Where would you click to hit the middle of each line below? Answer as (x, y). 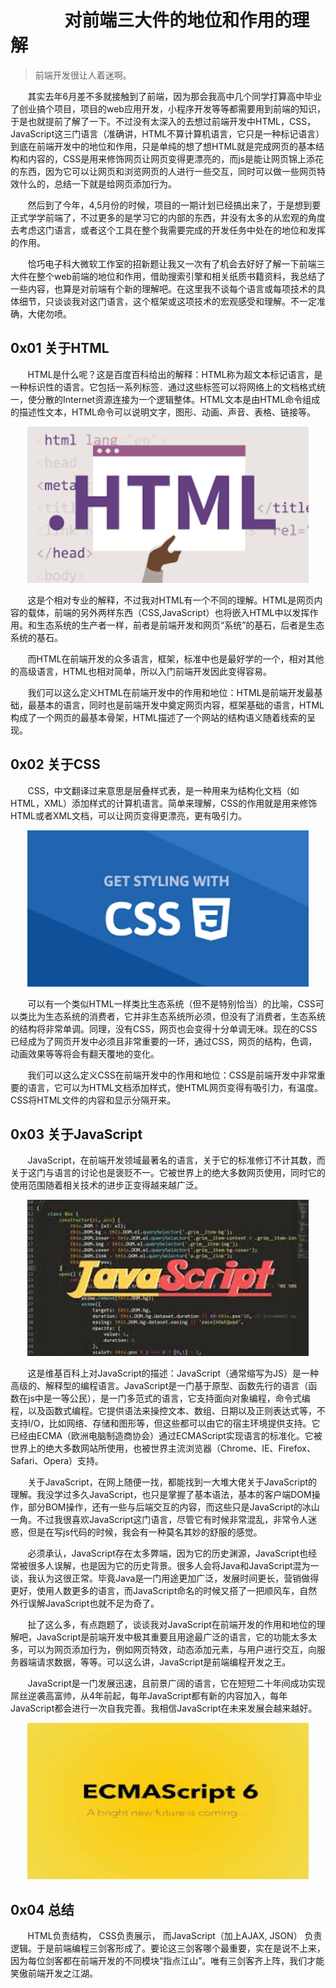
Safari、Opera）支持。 (57, 1461)
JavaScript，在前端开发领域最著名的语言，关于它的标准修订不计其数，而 (176, 1160)
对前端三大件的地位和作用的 (178, 20)
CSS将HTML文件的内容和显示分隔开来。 (93, 1100)
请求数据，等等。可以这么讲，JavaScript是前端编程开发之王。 (164, 1662)
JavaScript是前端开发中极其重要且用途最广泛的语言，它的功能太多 (172, 1637)
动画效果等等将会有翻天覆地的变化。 (85, 1053)
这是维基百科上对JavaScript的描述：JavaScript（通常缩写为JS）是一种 (173, 1373)
